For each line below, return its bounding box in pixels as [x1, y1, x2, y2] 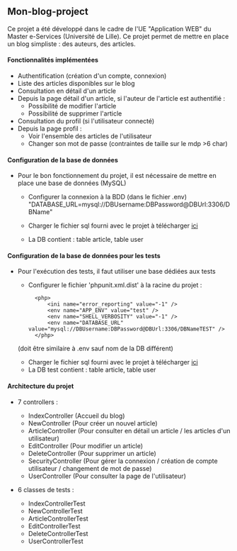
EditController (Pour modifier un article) [28, 441, 144, 450]
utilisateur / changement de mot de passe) [28, 464, 152, 472]
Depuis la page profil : [17, 124, 83, 133]
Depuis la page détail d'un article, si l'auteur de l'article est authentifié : [17, 94, 225, 103]
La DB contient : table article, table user [28, 235, 144, 244]
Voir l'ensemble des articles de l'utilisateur [28, 132, 152, 140]
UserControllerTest [28, 537, 83, 545]
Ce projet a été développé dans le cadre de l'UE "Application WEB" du [7, 24, 212, 33]
